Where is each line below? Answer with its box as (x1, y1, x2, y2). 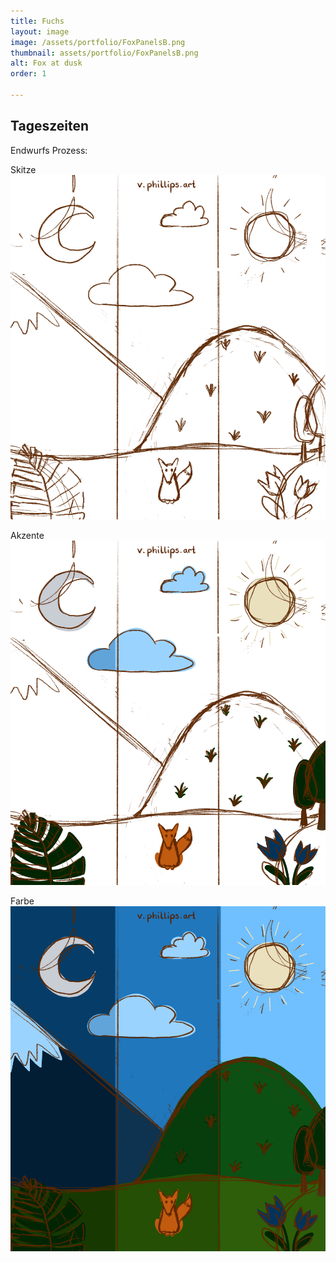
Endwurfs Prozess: (10, 144, 88, 156)
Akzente (10, 530, 45, 542)
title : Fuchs (10, 16, 65, 26)
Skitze (10, 163, 37, 175)
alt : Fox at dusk (10, 58, 83, 69)
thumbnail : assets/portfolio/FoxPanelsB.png (10, 48, 199, 58)
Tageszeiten (10, 118, 90, 135)
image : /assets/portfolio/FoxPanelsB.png (10, 37, 186, 47)
